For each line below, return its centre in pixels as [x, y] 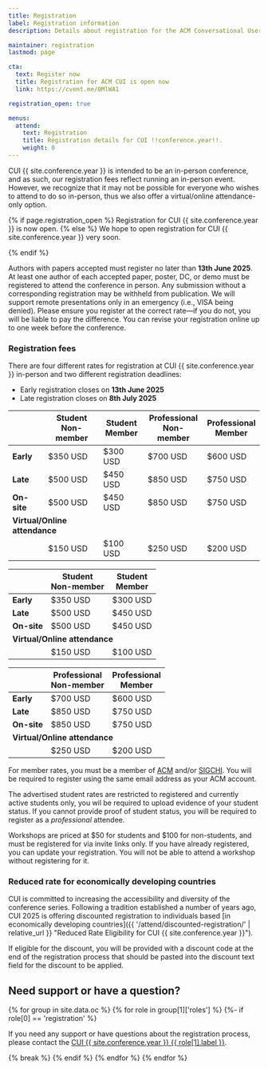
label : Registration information [64, 23]
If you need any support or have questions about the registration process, [130, 1034]
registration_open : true [49, 104]
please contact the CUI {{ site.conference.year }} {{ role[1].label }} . [118, 1043]
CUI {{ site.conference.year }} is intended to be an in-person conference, [128, 170]
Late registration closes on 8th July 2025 [88, 398]
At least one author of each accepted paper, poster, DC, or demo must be [129, 276]
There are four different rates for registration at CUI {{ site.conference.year [131, 366]
